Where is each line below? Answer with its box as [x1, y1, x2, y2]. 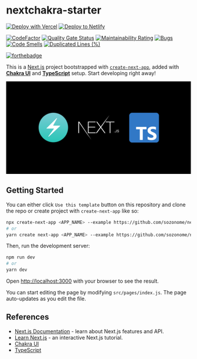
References [6, 312, 49, 322]
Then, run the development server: [6, 242, 90, 250]
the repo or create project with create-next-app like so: [6, 207, 139, 214]
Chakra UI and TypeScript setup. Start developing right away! [6, 69, 157, 76]
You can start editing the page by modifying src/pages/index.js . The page [6, 289, 186, 296]
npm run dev [6, 254, 35, 260]
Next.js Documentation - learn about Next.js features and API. [14, 327, 164, 335]
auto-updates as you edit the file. [6, 295, 86, 302]
